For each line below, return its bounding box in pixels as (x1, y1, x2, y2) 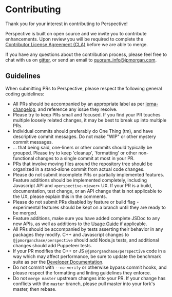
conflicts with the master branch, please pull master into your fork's (12, 281, 156, 287)
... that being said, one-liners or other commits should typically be (12, 144, 152, 150)
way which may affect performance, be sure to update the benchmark (12, 253, 161, 260)
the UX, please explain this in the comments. (12, 193, 107, 200)
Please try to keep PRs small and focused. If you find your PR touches (12, 111, 161, 117)
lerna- (145, 101, 159, 107)
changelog (12, 106, 36, 112)
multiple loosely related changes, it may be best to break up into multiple (12, 117, 167, 123)
